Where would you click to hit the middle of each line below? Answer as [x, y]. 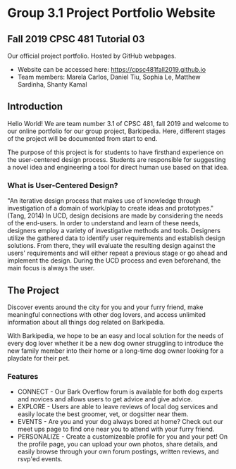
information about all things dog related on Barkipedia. [86, 322]
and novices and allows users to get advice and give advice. [105, 399]
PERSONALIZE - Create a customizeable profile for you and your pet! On [122, 437]
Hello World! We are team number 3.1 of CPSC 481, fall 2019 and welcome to [118, 123]
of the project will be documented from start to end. [82, 138]
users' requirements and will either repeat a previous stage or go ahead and [117, 253]
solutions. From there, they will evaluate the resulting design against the [112, 246]
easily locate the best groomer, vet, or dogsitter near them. [103, 414]
